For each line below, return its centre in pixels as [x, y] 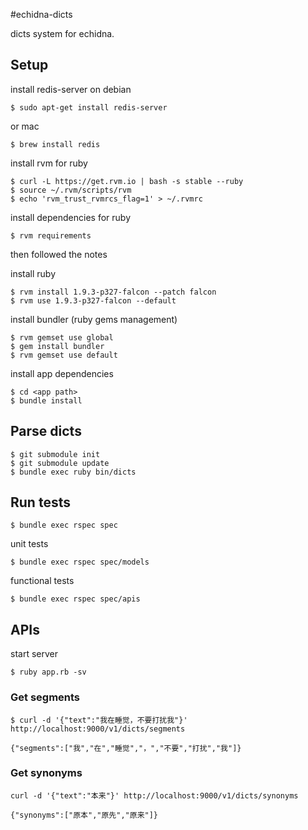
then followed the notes [59, 254]
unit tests [29, 544]
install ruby [33, 273]
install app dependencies [62, 373]
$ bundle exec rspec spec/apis [75, 599]
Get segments [45, 697]
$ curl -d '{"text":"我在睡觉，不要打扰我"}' [99, 720]
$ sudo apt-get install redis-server [89, 107]
